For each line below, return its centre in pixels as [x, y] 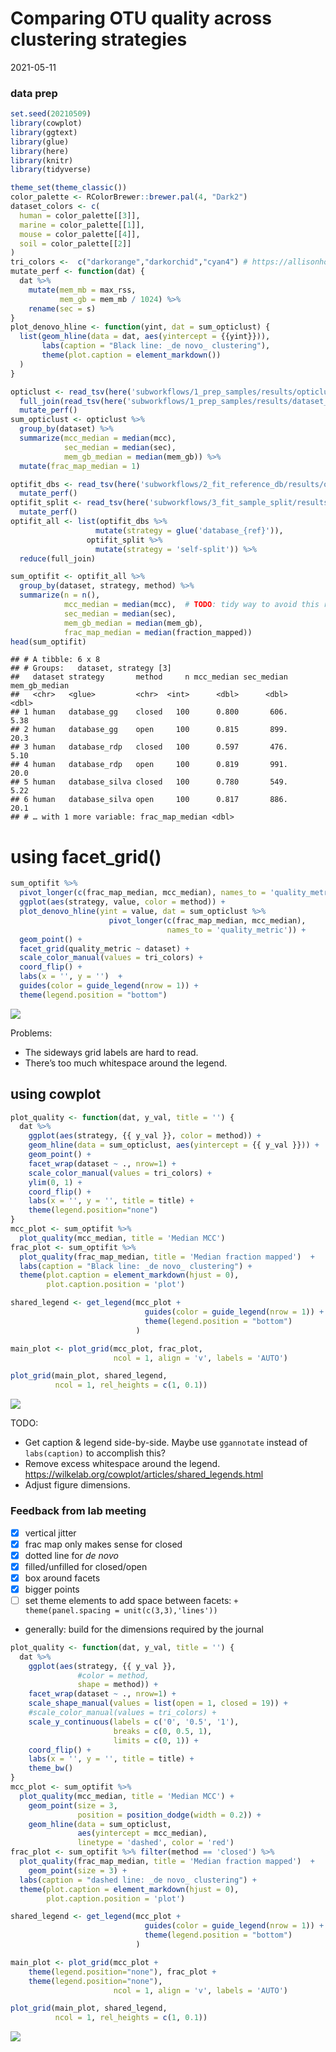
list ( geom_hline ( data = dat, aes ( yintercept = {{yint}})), [145, 337]
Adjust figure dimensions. [77, 1485]
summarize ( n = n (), [60, 595]
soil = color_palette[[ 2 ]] [75, 243]
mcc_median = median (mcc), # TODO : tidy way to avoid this [191, 605]
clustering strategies [99, 39]
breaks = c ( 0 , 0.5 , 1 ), [163, 1731]
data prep [34, 93]
